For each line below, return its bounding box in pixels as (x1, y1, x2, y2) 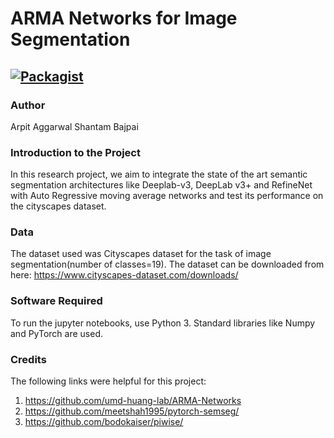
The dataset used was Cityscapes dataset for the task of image (10, 248, 272, 260)
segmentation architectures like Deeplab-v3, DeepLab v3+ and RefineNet (10, 179, 313, 191)
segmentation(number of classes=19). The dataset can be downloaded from (10, 258, 325, 271)
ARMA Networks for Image (10, 7, 238, 30)
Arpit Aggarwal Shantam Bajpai (10, 120, 139, 132)
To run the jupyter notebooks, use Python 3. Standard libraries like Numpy (10, 317, 316, 329)
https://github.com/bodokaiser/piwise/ (24, 416, 184, 428)
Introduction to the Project (10, 145, 141, 159)
